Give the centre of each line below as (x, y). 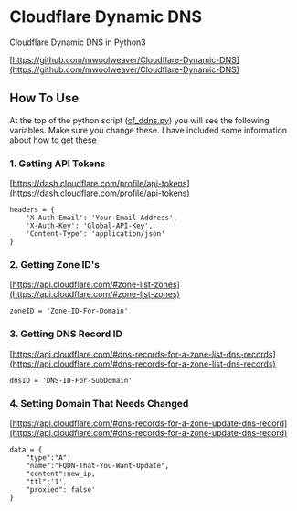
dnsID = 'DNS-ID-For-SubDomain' (71, 380)
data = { (26, 450)
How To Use (44, 98)
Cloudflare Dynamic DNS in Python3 (78, 42)
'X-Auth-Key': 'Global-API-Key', (90, 226)
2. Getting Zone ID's (55, 264)
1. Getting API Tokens (58, 164)
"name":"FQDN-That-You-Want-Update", (98, 465)
